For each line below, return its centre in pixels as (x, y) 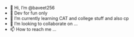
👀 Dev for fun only (28, 13)
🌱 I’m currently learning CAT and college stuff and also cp (69, 18)
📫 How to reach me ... (33, 29)
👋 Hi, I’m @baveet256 (32, 8)
